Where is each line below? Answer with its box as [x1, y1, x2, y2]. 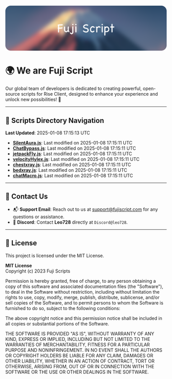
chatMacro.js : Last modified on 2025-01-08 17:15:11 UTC [12, 173, 133, 179]
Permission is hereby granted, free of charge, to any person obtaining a [5, 278, 156, 284]
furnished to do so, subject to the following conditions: [5, 305, 120, 311]
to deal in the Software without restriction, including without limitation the [5, 288, 160, 295]
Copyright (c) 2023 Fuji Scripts [5, 268, 71, 274]
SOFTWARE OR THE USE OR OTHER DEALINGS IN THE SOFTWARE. [5, 369, 149, 375]
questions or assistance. [12, 213, 65, 220]
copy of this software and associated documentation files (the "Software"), [5, 283, 164, 290]
